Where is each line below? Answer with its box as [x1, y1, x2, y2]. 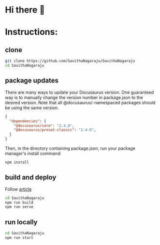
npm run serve [5, 204, 34, 210]
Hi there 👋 [5, 4, 45, 15]
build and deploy [5, 173, 57, 182]
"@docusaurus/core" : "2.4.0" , [14, 123, 75, 128]
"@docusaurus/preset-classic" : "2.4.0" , [14, 128, 96, 133]
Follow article [5, 186, 32, 192]
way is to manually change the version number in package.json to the [5, 94, 144, 100]
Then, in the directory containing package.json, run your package [5, 145, 135, 151]
